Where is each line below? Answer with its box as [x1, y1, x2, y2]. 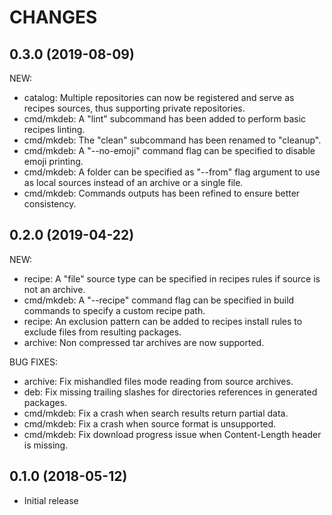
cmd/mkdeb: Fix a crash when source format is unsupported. [23, 417, 277, 430]
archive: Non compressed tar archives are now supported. [23, 336, 265, 348]
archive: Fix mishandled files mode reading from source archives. [23, 375, 294, 387]
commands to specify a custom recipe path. [23, 304, 206, 316]
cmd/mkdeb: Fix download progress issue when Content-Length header [23, 428, 322, 440]
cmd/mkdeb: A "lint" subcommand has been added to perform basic [23, 113, 307, 125]
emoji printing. [23, 156, 84, 167]
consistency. [23, 198, 77, 210]
